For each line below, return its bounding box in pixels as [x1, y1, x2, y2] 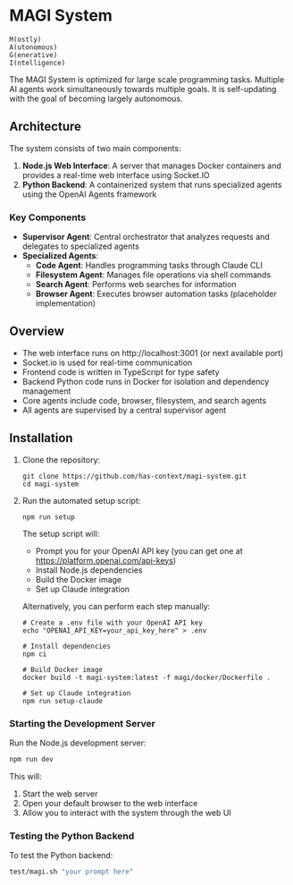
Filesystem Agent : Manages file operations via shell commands [35, 269, 272, 280]
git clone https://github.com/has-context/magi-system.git [21, 472, 247, 481]
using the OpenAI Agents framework [21, 189, 157, 200]
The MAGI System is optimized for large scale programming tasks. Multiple [9, 73, 285, 85]
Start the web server [21, 788, 98, 799]
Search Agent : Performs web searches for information [35, 279, 237, 290]
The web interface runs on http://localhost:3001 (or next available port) [21, 347, 284, 358]
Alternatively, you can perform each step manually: [21, 600, 211, 611]
